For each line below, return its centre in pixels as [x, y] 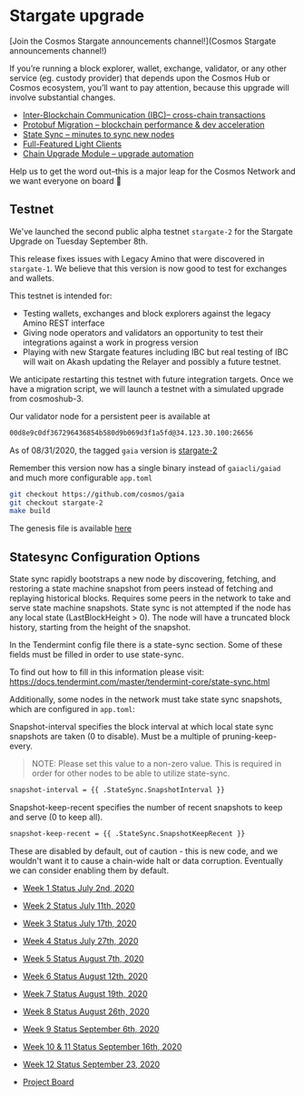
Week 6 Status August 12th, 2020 [85, 976]
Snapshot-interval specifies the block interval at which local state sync [142, 727]
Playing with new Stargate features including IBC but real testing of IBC [155, 352]
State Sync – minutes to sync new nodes [98, 134]
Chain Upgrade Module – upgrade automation [108, 153]
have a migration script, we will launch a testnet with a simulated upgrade [147, 388]
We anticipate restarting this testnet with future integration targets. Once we [152, 379]
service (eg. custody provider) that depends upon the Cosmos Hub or [140, 77]
